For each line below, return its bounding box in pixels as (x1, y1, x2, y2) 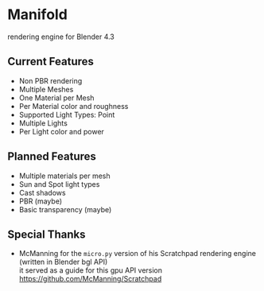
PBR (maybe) (18, 196, 63, 206)
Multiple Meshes (18, 84, 74, 94)
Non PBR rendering (18, 76, 83, 85)
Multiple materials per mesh (18, 171, 111, 180)
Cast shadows (18, 188, 66, 197)
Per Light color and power (18, 126, 105, 136)
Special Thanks (7, 227, 86, 241)
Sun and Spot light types (18, 179, 100, 188)
